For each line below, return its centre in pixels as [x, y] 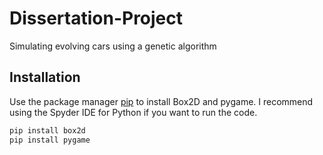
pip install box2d [47, 130]
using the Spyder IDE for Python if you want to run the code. [133, 112]
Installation [45, 77]
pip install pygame [50, 140]
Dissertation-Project [96, 18]
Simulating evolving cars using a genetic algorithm [113, 46]
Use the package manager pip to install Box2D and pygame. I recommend [161, 101]
